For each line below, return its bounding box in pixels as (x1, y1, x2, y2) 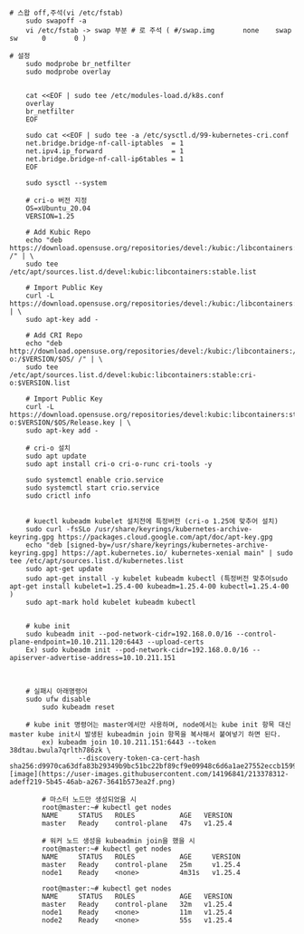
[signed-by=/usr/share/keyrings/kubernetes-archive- (66, 540, 270, 550)
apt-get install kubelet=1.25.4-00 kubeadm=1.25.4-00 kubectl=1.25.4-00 (9, 582, 290, 591)
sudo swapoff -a (25, 16, 88, 25)
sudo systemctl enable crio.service (25, 475, 165, 484)
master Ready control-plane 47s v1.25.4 (42, 819, 233, 828)
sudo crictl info (25, 491, 91, 501)
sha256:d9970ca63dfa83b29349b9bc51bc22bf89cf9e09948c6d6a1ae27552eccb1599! (9, 762, 301, 771)
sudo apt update (25, 452, 88, 461)
